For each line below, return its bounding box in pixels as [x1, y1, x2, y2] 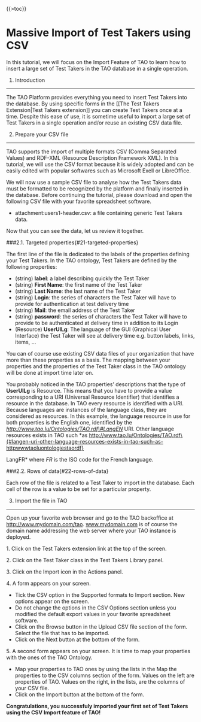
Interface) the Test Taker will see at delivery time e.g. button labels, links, [14, 332, 196, 339]
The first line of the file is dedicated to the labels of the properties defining [6, 250, 190, 257]
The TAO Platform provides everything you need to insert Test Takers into [6, 93, 187, 101]
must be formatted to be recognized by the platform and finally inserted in [6, 185, 188, 192]
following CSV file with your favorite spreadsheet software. [6, 198, 151, 205]
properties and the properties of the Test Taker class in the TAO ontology [6, 362, 187, 370]
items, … [14, 338, 36, 345]
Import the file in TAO [14, 497, 68, 504]
